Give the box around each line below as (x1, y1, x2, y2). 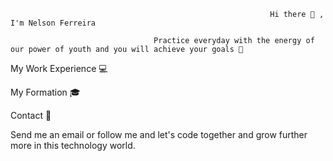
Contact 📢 (10, 110, 52, 121)
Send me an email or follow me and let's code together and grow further (10, 129, 308, 140)
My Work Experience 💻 (10, 63, 108, 74)
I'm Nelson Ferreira (10, 18, 97, 28)
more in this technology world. (10, 140, 136, 151)
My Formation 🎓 (10, 86, 81, 98)
